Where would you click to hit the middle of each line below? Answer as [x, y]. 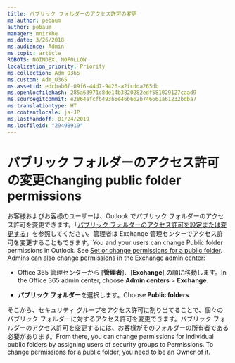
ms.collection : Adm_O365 [44, 73]
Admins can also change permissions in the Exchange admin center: [106, 258]
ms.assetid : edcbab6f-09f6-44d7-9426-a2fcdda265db [83, 86]
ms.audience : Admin [36, 47]
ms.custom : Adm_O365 [38, 79]
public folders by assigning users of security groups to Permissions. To [110, 345]
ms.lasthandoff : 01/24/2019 [49, 119]
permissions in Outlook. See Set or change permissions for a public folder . [115, 251]
